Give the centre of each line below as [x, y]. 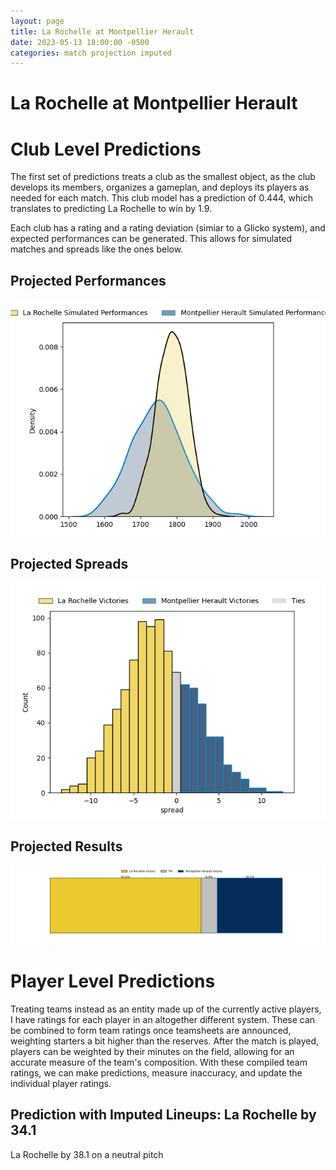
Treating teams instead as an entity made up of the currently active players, [166, 1009]
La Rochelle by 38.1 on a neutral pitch [87, 1154]
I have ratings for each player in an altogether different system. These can [163, 1019]
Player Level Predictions [113, 981]
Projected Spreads [69, 563]
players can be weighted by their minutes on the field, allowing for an [152, 1051]
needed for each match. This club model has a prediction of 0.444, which [161, 198]
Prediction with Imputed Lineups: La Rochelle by [163, 1115]
